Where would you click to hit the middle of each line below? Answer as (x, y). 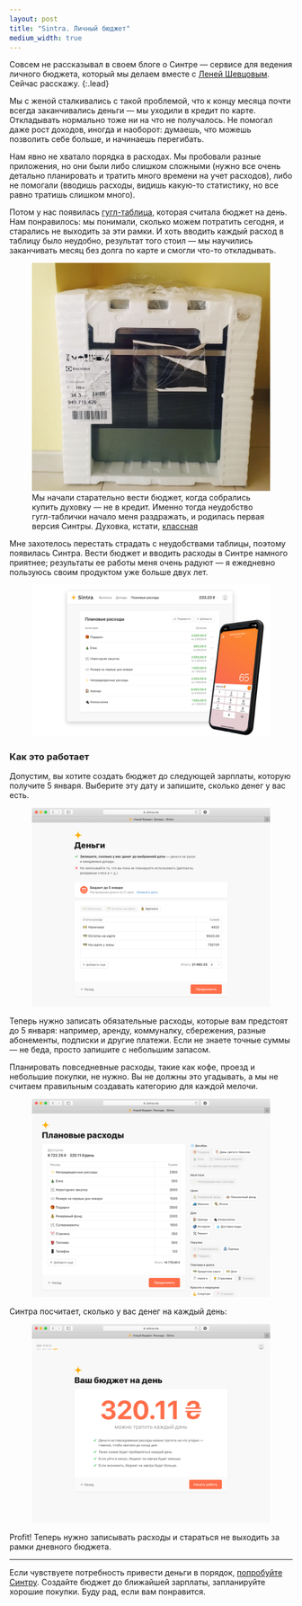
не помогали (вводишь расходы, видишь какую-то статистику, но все (144, 185)
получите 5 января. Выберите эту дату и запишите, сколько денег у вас (147, 785)
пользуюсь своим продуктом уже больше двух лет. (109, 572)
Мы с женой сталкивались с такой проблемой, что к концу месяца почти (150, 101)
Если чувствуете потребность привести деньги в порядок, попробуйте (146, 1572)
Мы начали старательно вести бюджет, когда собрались (141, 497)
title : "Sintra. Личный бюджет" (70, 28)
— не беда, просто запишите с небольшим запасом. (110, 1049)
